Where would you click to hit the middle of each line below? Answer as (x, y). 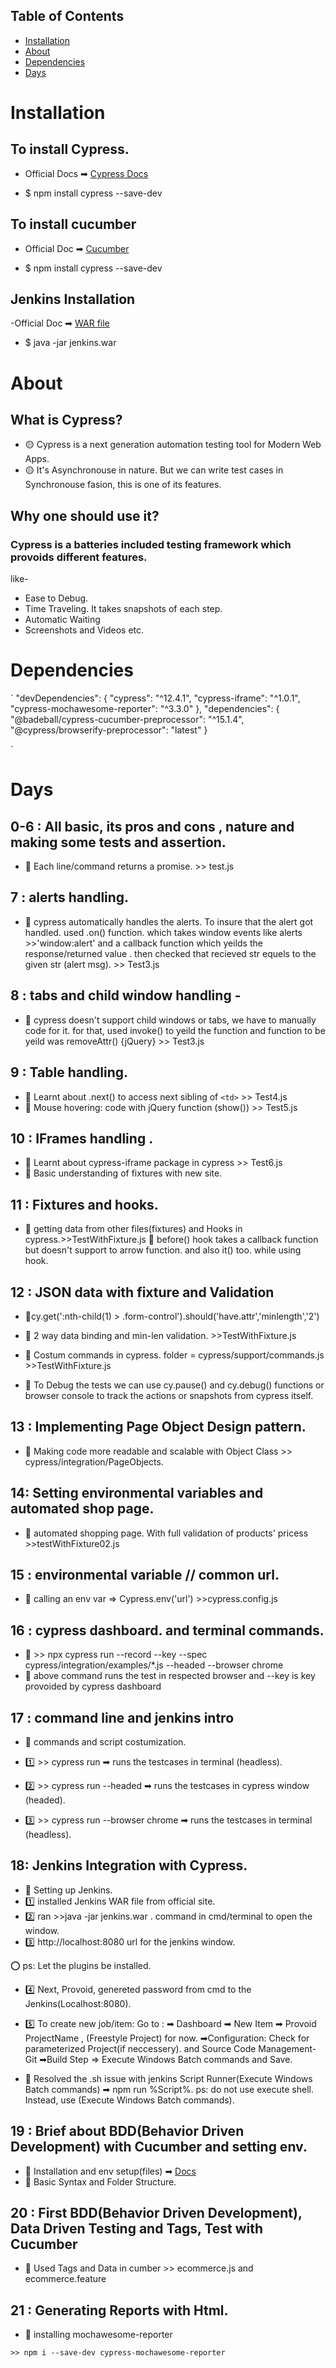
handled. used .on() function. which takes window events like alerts (163, 932)
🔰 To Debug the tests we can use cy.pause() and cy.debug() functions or (174, 1385)
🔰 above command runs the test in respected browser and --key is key (170, 1676)
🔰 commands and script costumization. (105, 1742)
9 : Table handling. (69, 1072)
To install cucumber (73, 224)
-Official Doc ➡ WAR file (60, 323)
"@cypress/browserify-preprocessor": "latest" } (109, 730)
